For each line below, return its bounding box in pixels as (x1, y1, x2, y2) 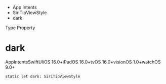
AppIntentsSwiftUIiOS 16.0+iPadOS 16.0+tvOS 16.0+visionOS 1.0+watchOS (5, 59, 161, 65)
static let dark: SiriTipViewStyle (5, 74, 80, 79)
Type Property (5, 25, 35, 31)
